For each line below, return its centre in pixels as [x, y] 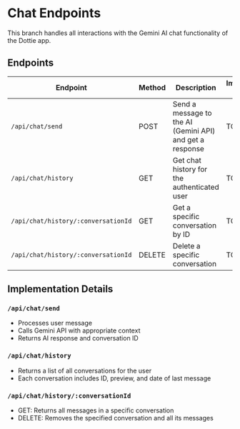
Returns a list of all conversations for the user [85, 370]
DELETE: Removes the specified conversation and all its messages [116, 418]
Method [152, 87]
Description [196, 87]
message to [192, 113]
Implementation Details [60, 289]
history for [190, 169]
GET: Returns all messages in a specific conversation [96, 410]
